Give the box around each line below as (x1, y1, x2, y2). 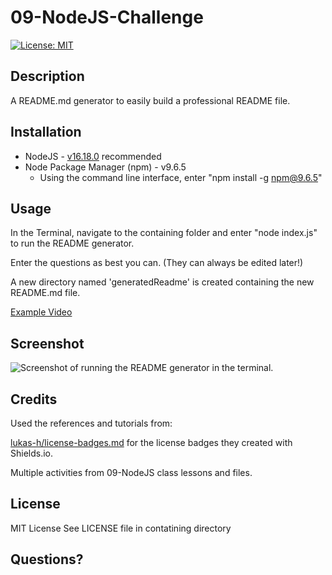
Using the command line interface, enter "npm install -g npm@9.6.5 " (39, 171, 323, 183)
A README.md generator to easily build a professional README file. (10, 94, 291, 106)
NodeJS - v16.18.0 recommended (24, 150, 162, 162)
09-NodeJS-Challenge (10, 6, 204, 29)
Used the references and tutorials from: (10, 417, 173, 429)
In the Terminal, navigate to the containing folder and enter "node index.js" (10, 227, 318, 239)
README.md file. (10, 287, 81, 299)
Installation (10, 124, 82, 141)
